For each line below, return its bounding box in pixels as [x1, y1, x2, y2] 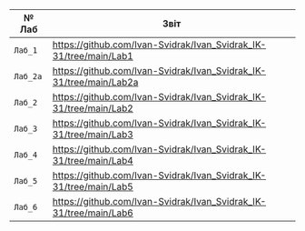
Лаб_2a [14, 72, 43, 81]
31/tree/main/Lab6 [52, 206, 133, 219]
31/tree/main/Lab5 [52, 181, 133, 193]
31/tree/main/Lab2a [52, 76, 139, 88]
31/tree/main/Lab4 [52, 155, 133, 166]
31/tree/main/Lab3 [52, 128, 133, 140]
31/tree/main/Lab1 [52, 50, 133, 62]
